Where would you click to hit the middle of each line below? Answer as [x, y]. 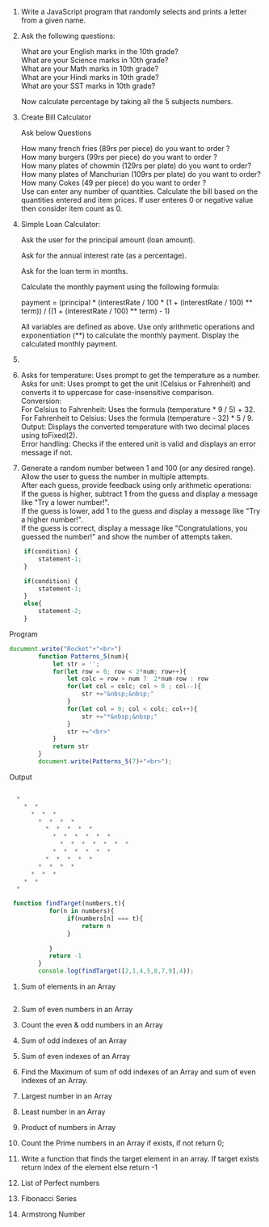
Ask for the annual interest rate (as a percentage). [104, 255]
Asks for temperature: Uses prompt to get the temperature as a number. [141, 375]
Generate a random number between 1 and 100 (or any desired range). [138, 468]
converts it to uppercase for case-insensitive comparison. [117, 392]
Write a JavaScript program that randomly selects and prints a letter [134, 12]
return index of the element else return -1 [89, 1167]
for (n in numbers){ [82, 911]
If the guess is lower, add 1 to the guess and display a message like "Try [141, 511]
